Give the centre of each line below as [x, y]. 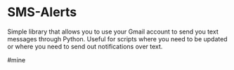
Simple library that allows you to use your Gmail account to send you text [113, 31]
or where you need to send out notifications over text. [85, 46]
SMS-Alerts [42, 12]
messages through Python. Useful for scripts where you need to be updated [117, 38]
